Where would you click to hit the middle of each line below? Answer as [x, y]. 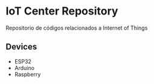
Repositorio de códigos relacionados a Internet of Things [77, 28]
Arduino [24, 68]
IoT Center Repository [62, 11]
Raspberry [28, 74]
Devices [22, 47]
